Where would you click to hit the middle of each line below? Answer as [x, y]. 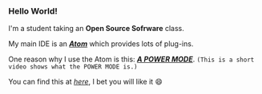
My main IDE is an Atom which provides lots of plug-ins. [101, 44]
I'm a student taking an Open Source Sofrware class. [96, 29]
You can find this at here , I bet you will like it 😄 [85, 82]
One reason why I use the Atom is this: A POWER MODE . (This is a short [131, 59]
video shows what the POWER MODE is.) [73, 67]
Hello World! [33, 11]
